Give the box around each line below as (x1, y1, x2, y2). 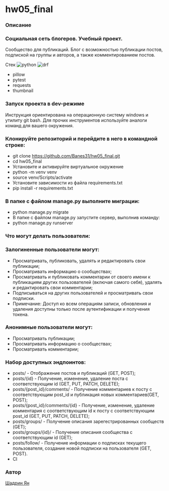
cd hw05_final (12, 158, 42, 164)
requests (12, 82, 31, 88)
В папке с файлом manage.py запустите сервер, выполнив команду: (12, 215, 160, 221)
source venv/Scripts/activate (12, 174, 73, 180)
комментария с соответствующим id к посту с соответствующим (12, 408, 155, 414)
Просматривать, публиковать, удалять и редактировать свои (12, 258, 146, 264)
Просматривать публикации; (12, 335, 75, 341)
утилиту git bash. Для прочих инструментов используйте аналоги (5, 117, 147, 123)
